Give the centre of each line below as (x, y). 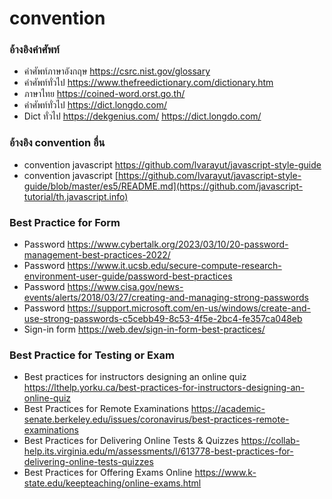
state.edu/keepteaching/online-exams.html (112, 483)
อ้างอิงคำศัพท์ (34, 50)
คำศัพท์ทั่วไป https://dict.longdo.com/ (95, 105)
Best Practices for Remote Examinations (106, 409)
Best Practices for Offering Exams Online (108, 473)
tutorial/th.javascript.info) (76, 196)
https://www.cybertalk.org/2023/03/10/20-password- (178, 244)
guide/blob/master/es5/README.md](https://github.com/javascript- (163, 186)
